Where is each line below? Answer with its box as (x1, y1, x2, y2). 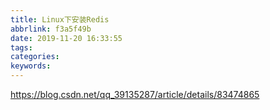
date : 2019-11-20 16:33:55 (10, 33, 123, 43)
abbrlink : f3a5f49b (10, 24, 92, 34)
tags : (10, 42, 33, 53)
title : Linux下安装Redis (10, 14, 110, 25)
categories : (10, 52, 60, 62)
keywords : (10, 61, 52, 71)
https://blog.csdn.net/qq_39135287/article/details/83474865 (10, 89, 260, 100)
